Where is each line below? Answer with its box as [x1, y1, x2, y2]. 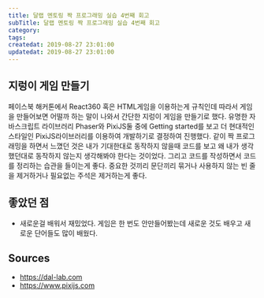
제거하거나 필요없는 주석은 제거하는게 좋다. [16, 170, 147, 180]
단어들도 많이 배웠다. [34, 228, 99, 237]
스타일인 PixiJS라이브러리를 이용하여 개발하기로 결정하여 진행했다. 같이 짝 [8, 131, 235, 140]
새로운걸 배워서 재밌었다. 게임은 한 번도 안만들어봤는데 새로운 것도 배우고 [19, 218, 243, 228]
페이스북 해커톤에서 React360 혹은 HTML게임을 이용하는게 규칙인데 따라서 [8, 102, 239, 111]
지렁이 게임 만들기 [8, 80, 90, 93]
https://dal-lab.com [19, 273, 83, 282]
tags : [8, 33, 26, 42]
